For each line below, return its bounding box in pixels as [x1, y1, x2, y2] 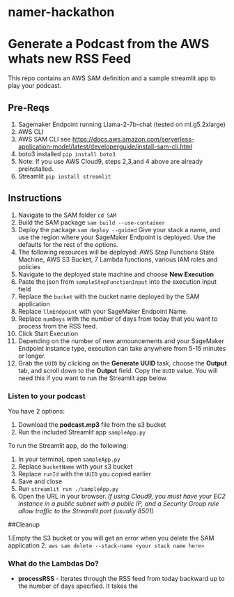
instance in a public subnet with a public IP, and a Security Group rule [17, 499, 219, 508]
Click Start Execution [17, 329, 79, 338]
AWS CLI [17, 127, 44, 136]
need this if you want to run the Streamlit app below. [17, 374, 168, 382]
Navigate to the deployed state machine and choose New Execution [17, 270, 214, 278]
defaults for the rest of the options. [17, 240, 118, 248]
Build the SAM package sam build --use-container [17, 218, 166, 227]
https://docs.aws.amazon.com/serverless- [72, 135, 194, 143]
